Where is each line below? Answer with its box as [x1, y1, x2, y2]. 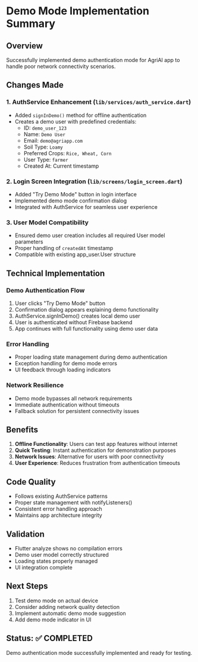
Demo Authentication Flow [6, 286, 85, 294]
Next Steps [6, 581, 48, 592]
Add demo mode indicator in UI [14, 616, 92, 623]
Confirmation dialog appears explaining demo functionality [14, 306, 159, 313]
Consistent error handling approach [14, 506, 102, 513]
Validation [6, 529, 45, 539]
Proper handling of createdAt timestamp [14, 245, 114, 252]
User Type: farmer [23, 156, 68, 163]
